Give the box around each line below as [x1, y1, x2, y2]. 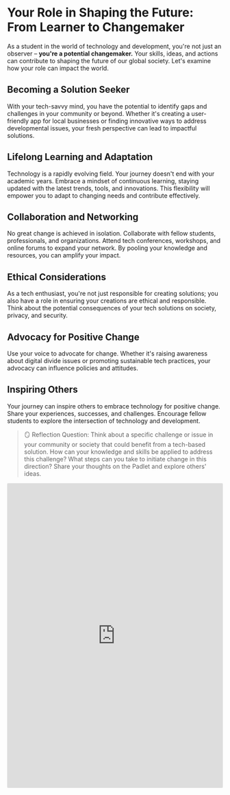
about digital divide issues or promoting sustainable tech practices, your [7, 357, 211, 365]
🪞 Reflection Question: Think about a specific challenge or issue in [23, 430, 214, 439]
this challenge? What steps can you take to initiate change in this [23, 454, 207, 463]
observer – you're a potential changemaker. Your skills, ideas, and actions [7, 49, 218, 58]
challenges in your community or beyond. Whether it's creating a [7, 109, 190, 117]
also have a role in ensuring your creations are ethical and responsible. [7, 297, 207, 305]
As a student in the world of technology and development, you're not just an [7, 42, 222, 50]
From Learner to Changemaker [7, 19, 185, 35]
